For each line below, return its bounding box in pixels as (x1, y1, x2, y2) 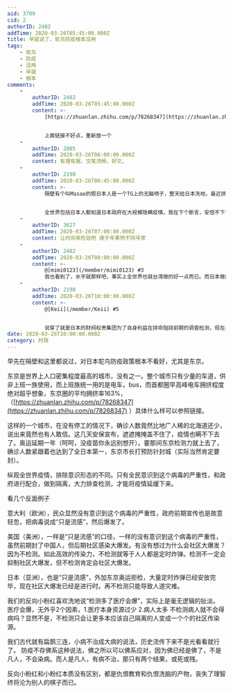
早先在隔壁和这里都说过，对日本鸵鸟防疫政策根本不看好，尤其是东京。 (7, 357, 208, 365)
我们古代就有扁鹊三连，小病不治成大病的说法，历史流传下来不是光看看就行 (7, 637, 220, 646)
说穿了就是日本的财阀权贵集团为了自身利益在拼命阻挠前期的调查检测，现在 (44, 324, 225, 331)
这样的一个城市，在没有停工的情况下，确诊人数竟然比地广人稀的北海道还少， (7, 421, 226, 429)
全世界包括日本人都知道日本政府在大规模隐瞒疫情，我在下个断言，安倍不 (44, 209, 221, 216)
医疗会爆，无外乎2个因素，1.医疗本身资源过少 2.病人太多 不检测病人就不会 (7, 606, 218, 613)
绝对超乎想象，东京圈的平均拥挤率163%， (7, 390, 127, 397)
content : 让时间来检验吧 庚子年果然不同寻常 (32, 235, 146, 242)
